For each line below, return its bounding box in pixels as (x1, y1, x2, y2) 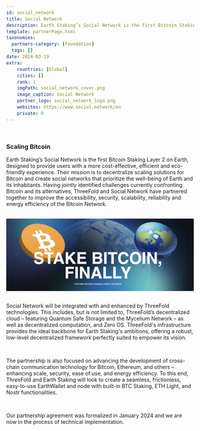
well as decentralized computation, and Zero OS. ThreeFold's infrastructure (6, 321, 192, 328)
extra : (6, 60, 23, 66)
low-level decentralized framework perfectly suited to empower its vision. (6, 334, 187, 341)
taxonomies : (6, 35, 36, 41)
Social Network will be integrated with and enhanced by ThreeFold (6, 302, 170, 309)
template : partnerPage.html (6, 29, 76, 35)
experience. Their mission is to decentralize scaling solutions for (26, 168, 185, 176)
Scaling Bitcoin (6, 142, 51, 150)
